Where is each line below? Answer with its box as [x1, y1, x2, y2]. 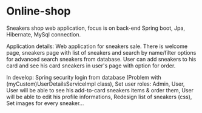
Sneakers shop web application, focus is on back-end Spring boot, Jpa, [6, 24, 186, 32]
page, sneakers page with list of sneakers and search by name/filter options [6, 49, 197, 56]
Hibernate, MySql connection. [6, 30, 81, 38]
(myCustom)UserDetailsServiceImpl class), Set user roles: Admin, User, [6, 80, 185, 87]
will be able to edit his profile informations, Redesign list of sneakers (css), [6, 93, 192, 100]
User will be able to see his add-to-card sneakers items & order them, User [6, 86, 194, 94]
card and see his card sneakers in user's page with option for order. [6, 62, 176, 69]
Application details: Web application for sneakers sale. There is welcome [6, 43, 188, 50]
